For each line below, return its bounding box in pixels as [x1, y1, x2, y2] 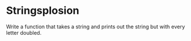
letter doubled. [6, 29, 42, 36]
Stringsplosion [6, 4, 79, 17]
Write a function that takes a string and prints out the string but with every [6, 23, 185, 30]
